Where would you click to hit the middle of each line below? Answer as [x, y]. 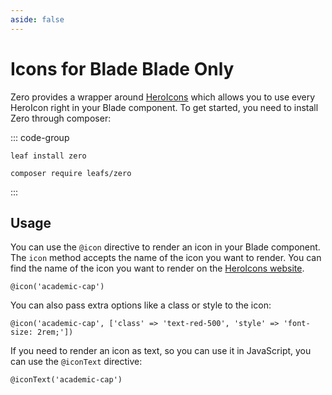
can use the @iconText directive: [76, 362]
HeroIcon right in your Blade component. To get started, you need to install [164, 107]
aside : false [37, 19]
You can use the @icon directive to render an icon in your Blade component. [165, 247]
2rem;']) [55, 332]
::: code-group [40, 137]
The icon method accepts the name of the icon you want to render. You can [166, 258]
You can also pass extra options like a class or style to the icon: [141, 305]
